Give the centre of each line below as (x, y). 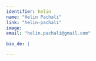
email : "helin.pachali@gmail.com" (49, 33)
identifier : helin (29, 11)
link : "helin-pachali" (34, 22)
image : (14, 28)
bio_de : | (18, 44)
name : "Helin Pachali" (34, 17)
